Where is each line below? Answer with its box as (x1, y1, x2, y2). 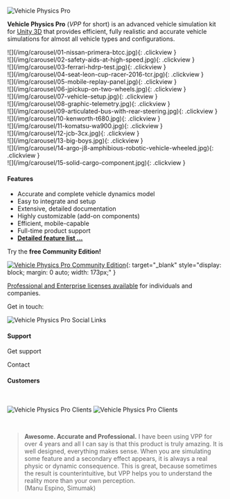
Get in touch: (7, 302, 44, 311)
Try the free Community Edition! (7, 247, 102, 256)
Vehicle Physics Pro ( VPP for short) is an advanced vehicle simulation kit (7, 20, 216, 28)
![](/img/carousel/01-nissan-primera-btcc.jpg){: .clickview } (7, 49, 177, 56)
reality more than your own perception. (24, 476, 136, 484)
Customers (7, 376, 40, 385)
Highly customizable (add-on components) (17, 212, 140, 220)
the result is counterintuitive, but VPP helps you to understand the (24, 469, 213, 478)
